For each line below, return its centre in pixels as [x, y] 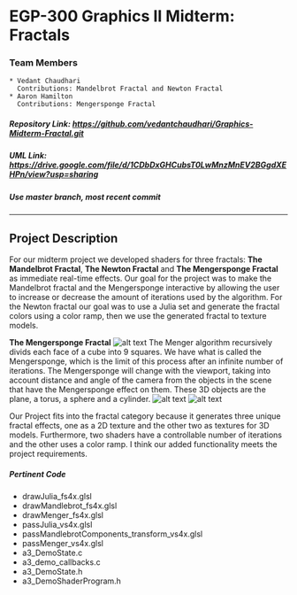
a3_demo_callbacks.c [61, 562]
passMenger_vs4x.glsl [63, 543]
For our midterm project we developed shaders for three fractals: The [136, 259]
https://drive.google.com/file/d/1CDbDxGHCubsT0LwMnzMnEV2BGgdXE [148, 165]
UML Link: [28, 156]
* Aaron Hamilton [41, 97]
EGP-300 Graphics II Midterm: [122, 16]
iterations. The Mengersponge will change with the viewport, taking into [140, 371]
